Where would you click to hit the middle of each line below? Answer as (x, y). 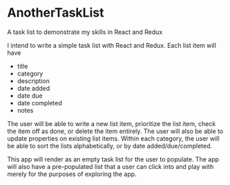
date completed (39, 103)
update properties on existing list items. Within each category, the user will (113, 138)
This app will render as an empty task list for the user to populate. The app (113, 159)
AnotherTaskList (56, 13)
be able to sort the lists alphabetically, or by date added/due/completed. (110, 146)
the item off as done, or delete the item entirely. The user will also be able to (115, 131)
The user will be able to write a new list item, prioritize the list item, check (112, 123)
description (33, 80)
